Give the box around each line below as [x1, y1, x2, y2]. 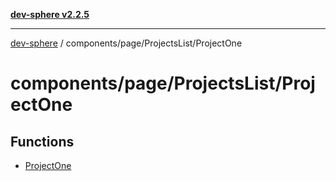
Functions [10, 133, 75, 150]
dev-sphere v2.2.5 [10, 9, 90, 20]
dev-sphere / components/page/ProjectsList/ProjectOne [10, 37, 243, 49]
